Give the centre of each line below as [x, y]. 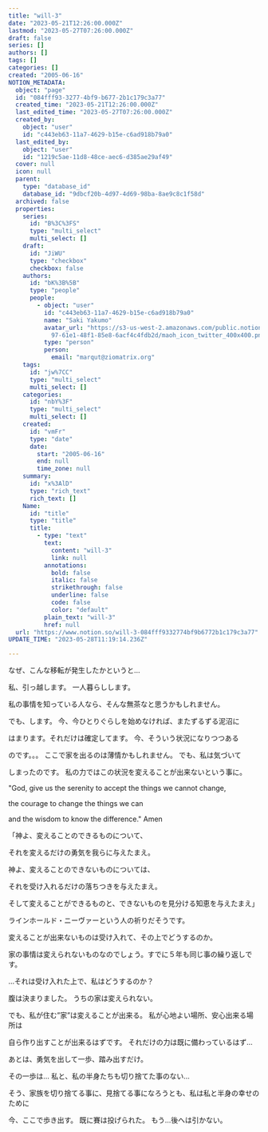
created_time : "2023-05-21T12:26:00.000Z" [87, 105]
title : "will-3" [35, 16]
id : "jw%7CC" [51, 372]
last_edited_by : [42, 142]
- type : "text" [62, 536]
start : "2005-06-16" [71, 454]
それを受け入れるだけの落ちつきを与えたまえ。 [85, 887]
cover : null [35, 165]
